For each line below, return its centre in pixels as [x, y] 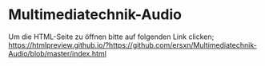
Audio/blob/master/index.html [57, 53]
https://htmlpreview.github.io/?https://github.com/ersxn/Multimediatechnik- [133, 45]
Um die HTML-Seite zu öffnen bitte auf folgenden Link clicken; [111, 37]
